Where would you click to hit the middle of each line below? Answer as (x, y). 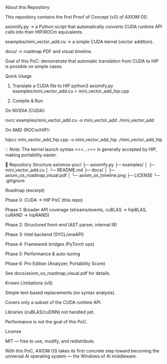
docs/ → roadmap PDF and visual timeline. (49, 51)
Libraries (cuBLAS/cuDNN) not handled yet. (50, 312)
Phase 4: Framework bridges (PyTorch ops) (50, 244)
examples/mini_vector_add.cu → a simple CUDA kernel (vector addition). (80, 42)
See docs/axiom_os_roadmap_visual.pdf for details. (58, 273)
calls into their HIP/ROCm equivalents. (44, 32)
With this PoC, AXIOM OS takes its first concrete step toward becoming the (82, 351)
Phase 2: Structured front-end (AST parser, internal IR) (61, 225)
